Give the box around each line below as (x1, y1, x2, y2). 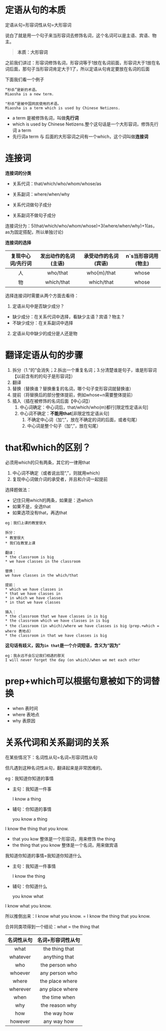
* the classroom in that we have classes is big (5, 633, 107, 638)
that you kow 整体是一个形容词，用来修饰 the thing (12, 836, 116, 841)
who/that (47, 269, 68, 276)
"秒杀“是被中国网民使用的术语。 (5, 101, 61, 106)
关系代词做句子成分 (12, 201, 52, 207)
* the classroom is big (5, 554, 54, 560)
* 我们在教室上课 (5, 540, 36, 546)
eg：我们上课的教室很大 (5, 520, 47, 525)
